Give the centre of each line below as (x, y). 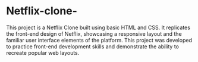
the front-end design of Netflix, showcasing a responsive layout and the (94, 33)
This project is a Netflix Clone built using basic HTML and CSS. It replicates (98, 27)
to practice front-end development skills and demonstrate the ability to (93, 46)
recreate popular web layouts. (43, 52)
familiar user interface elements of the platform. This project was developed (99, 40)
